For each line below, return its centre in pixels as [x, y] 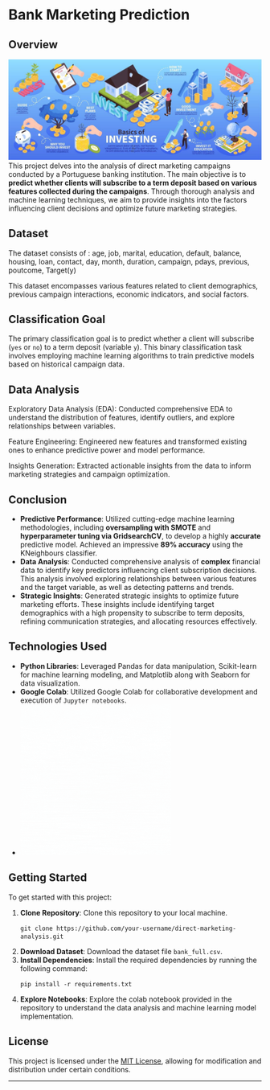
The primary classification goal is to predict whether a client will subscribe [131, 338]
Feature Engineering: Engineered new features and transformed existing [128, 442]
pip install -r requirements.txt [76, 984]
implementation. [47, 1016]
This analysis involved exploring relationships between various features [138, 579]
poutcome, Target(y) [42, 270]
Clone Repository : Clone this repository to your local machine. [123, 912]
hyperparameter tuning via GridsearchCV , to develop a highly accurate [140, 536]
